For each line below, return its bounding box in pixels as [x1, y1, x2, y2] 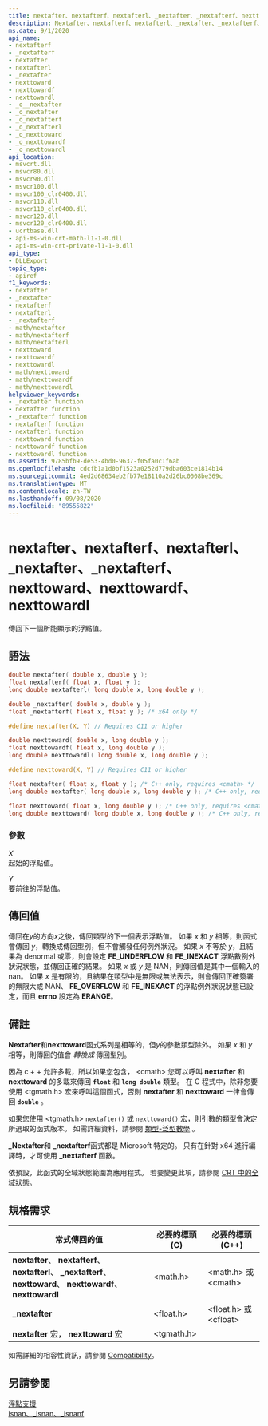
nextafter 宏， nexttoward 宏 [12, 1329, 124, 1340]
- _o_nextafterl [8, 123, 62, 131]
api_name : [8, 34, 41, 42]
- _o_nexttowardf [8, 137, 66, 146]
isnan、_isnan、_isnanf [8, 1408, 85, 1418]
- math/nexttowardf [8, 375, 73, 383]
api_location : [8, 153, 56, 161]
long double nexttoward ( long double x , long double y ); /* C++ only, [8, 809, 251, 817]
